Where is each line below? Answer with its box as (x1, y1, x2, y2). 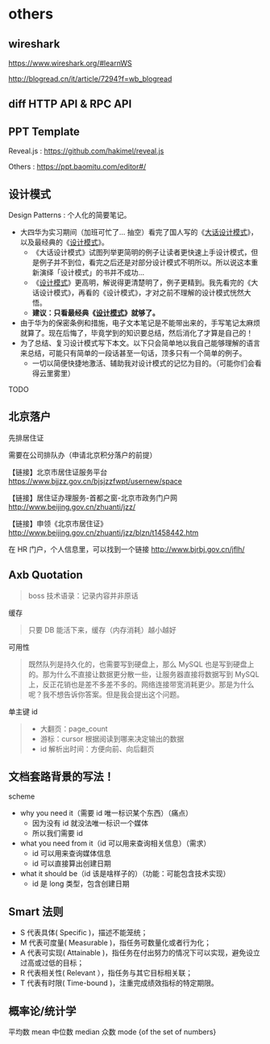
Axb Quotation (8, 568, 83, 582)
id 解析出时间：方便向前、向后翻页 (39, 744, 155, 754)
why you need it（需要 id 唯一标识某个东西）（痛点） (19, 808, 193, 818)
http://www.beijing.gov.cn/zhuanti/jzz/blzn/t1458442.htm (8, 528, 199, 537)
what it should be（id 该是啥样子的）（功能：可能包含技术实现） (19, 869, 231, 879)
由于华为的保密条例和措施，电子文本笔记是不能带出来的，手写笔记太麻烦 (19, 318, 260, 328)
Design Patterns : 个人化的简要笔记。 (8, 211, 131, 220)
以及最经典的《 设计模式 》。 (19, 237, 109, 247)
